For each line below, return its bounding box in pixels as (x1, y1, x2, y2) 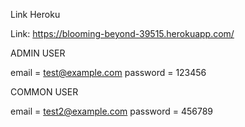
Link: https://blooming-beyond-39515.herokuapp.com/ (10, 28, 235, 39)
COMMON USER (10, 86, 79, 98)
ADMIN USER (10, 47, 66, 59)
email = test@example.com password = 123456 (10, 67, 207, 78)
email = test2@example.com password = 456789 (10, 105, 214, 117)
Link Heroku (10, 9, 61, 20)
